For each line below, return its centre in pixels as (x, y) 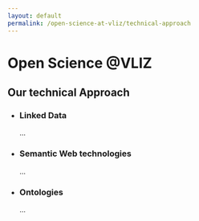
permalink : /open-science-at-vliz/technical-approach (99, 23)
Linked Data (43, 115)
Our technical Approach (69, 93)
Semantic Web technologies (75, 153)
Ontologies (41, 192)
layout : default (35, 16)
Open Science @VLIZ (80, 63)
